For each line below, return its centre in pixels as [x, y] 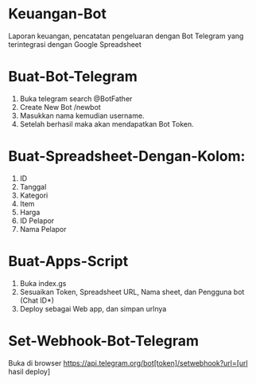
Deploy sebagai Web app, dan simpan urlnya [93, 308]
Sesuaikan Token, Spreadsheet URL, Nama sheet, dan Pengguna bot [132, 292]
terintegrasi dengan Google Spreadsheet [75, 44]
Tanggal [33, 186]
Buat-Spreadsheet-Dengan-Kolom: [127, 157]
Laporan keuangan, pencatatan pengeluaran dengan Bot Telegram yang [126, 36]
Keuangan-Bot [58, 14]
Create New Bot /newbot [60, 107]
